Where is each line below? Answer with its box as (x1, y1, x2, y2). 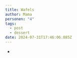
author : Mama (5, 12, 32, 17)
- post (9, 26, 23, 31)
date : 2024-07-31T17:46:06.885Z (5, 35, 72, 40)
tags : (5, 21, 16, 26)
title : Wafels (5, 7, 35, 12)
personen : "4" (5, 16, 35, 21)
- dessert (9, 30, 30, 35)
